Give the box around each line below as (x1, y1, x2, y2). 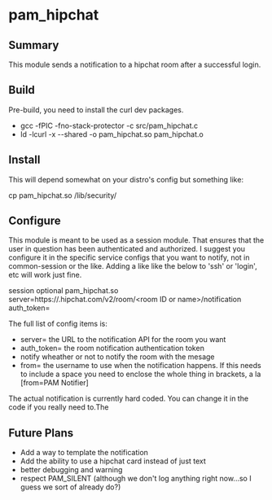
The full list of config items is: (8, 319, 107, 329)
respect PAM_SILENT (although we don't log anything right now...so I (20, 474, 252, 484)
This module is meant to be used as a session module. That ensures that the (8, 235, 265, 245)
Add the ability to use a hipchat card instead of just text (20, 456, 206, 466)
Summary (8, 38, 59, 52)
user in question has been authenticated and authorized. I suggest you (8, 244, 246, 254)
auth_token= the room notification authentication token (20, 344, 205, 353)
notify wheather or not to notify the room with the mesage (20, 352, 215, 362)
